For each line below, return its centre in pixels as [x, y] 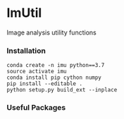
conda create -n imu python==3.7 [56, 65]
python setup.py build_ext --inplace [62, 90]
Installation [26, 51]
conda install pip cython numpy [54, 78]
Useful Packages [36, 108]
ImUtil [24, 13]
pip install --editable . [44, 84]
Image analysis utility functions [51, 32]
